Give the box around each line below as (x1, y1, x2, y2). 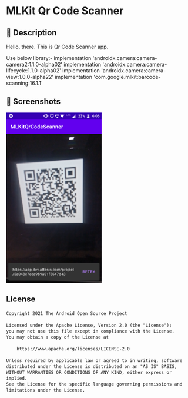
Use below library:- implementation (6, 55, 92, 61)
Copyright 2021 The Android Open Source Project (6, 310, 127, 316)
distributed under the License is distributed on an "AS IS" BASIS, (6, 363, 177, 369)
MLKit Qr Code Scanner (6, 4, 124, 18)
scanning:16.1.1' (6, 79, 43, 87)
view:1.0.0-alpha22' (6, 74, 54, 80)
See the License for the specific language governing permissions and (6, 381, 183, 387)
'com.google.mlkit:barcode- (93, 74, 161, 80)
